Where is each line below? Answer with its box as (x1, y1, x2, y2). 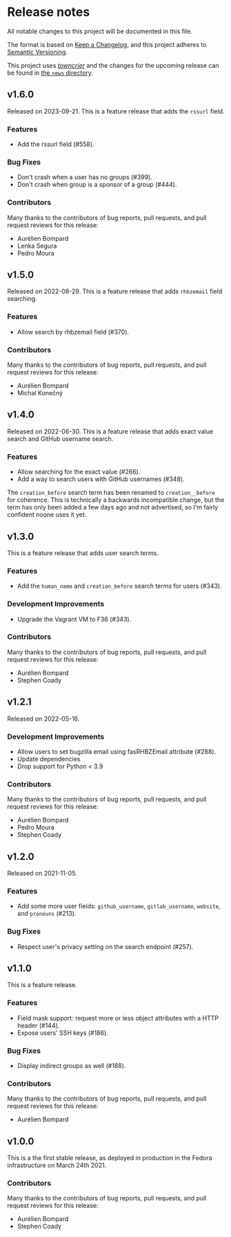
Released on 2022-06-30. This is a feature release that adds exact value (7, 427, 214, 435)
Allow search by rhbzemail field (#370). (17, 327, 130, 336)
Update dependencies (17, 755, 81, 763)
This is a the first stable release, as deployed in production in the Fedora (7, 1154, 212, 1162)
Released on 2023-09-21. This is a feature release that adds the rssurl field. (7, 107, 225, 115)
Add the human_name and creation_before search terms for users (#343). (17, 582, 222, 590)
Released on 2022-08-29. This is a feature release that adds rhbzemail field (7, 287, 223, 296)
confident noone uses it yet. (7, 510, 87, 519)
